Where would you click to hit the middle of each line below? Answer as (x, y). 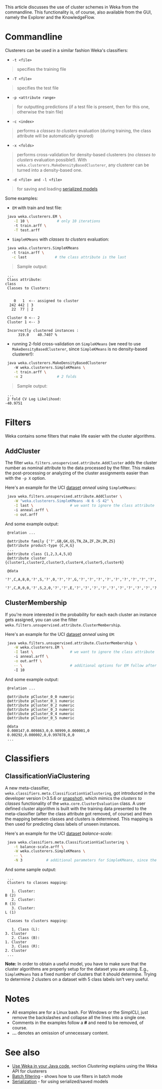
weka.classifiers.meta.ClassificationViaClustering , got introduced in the (80, 793)
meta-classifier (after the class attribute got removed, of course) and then (79, 813)
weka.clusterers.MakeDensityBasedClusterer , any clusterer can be (83, 165)
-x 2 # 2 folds (45, 376)
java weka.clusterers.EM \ (34, 216)
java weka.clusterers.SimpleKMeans (43, 248)
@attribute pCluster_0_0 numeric (41, 697)
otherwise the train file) (40, 112)
